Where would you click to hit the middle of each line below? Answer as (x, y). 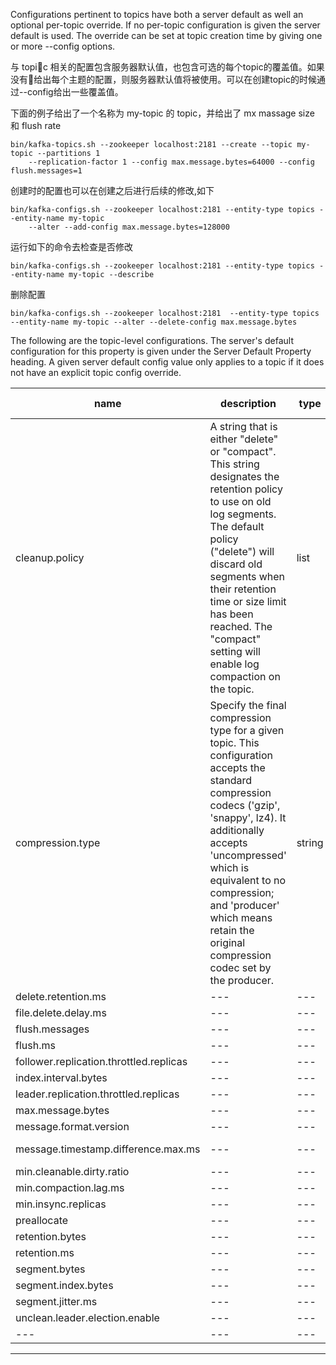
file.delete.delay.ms (61, 1012)
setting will (235, 651)
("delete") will (242, 551)
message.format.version (72, 1126)
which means (241, 917)
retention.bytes (51, 1236)
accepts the (237, 767)
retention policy (246, 489)
